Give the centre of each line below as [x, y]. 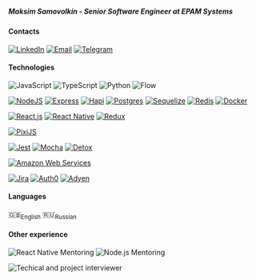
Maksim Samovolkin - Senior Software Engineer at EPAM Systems [121, 11]
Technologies [32, 67]
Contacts [24, 31]
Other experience [38, 234]
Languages [27, 197]
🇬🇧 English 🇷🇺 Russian [43, 215]
